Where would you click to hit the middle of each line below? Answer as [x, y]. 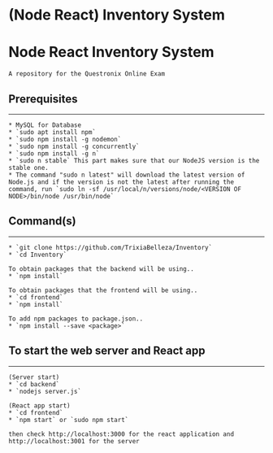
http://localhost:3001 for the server [74, 441]
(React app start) [39, 405]
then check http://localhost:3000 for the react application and [121, 434]
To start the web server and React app [107, 351]
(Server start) [34, 377]
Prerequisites [43, 99]
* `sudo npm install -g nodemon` [65, 139]
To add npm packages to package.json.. [76, 319]
